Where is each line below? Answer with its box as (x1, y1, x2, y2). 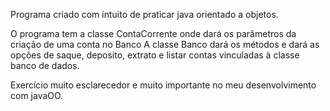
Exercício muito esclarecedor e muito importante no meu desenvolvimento (10, 79, 317, 91)
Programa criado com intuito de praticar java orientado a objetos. (10, 9, 279, 20)
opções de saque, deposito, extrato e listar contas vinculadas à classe (10, 49, 300, 61)
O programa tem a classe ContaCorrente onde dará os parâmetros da (10, 28, 297, 39)
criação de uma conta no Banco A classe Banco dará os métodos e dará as (10, 39, 320, 50)
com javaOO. (10, 90, 64, 101)
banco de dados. (10, 60, 80, 71)
